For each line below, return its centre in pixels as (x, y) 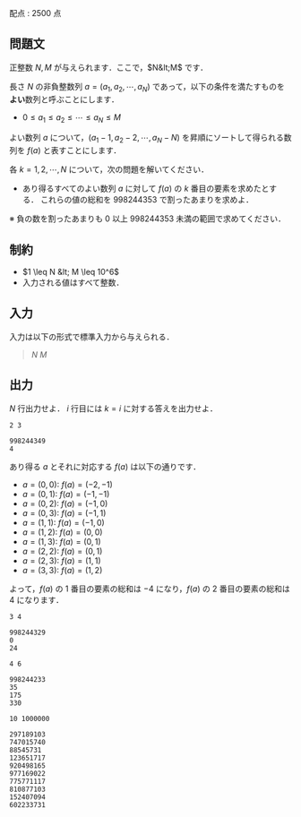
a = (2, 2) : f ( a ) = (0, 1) (62, 551)
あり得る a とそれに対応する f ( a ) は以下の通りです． (105, 466)
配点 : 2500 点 (35, 13)
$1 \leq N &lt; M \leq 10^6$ (70, 272)
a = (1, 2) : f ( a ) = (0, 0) (62, 532)
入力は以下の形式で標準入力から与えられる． (92, 336)
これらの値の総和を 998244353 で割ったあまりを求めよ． (146, 200)
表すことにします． (86, 150)
